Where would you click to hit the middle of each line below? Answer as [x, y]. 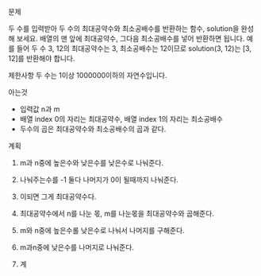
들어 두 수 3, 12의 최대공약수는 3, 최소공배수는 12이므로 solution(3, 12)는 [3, [134, 49]
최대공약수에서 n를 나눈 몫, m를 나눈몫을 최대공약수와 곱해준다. [117, 214]
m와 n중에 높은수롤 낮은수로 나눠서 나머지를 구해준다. [102, 230]
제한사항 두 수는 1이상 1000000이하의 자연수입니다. [88, 75]
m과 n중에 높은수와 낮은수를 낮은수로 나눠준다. [92, 163]
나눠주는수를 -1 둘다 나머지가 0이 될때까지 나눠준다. [99, 180]
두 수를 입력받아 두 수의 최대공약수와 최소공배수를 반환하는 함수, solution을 [124, 29]
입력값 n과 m [40, 109]
